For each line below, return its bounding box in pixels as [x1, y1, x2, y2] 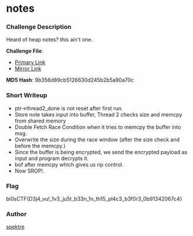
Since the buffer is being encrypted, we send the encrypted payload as [14, 148, 188, 155]
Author [6, 210, 27, 218]
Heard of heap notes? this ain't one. [6, 36, 93, 43]
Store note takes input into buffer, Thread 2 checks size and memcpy [14, 111, 182, 118]
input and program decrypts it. [14, 155, 89, 162]
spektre [6, 223, 25, 231]
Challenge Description [6, 23, 72, 31]
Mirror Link [14, 65, 42, 72]
